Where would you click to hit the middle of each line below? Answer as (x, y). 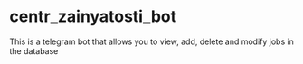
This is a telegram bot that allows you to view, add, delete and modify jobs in (151, 41)
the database (34, 50)
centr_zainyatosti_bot (93, 17)
